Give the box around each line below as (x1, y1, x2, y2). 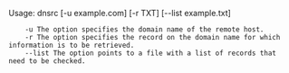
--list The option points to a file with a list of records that (24, 49, 277, 58)
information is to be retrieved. (8, 41, 135, 50)
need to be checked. (8, 57, 87, 66)
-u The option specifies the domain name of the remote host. (24, 25, 265, 34)
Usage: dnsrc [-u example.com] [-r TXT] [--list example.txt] (8, 8, 232, 18)
